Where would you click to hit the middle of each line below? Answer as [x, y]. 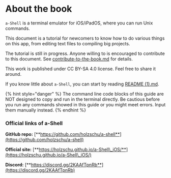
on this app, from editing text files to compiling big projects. [68, 43]
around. [13, 74]
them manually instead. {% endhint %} [46, 110]
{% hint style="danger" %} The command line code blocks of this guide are [84, 94]
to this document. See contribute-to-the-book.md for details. [69, 58]
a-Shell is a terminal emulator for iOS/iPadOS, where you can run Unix [79, 23]
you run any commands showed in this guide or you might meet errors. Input [85, 104]
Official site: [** [22, 150]
